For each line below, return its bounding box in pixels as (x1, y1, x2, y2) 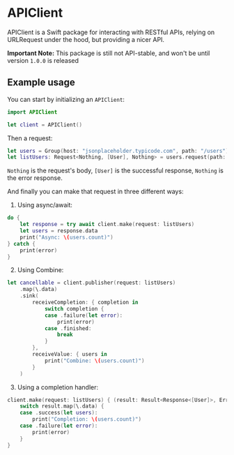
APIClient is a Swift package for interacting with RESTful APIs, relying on (7, 28, 215, 36)
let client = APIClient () (7, 121, 82, 128)
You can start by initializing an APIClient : (7, 95, 125, 103)
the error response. (7, 174, 63, 182)
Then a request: (7, 134, 53, 142)
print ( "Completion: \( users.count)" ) (32, 416, 141, 423)
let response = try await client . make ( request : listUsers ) (19, 221, 195, 228)
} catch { (7, 240, 36, 247)
